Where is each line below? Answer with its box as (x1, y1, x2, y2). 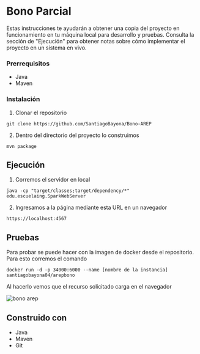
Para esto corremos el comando (6, 255, 87, 262)
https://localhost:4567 (6, 216, 67, 222)
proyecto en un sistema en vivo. (6, 44, 87, 51)
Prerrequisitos (6, 59, 50, 68)
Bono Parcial (6, 4, 72, 18)
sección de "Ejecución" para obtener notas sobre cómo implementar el (6, 37, 185, 45)
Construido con (6, 312, 67, 323)
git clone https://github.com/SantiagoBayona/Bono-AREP (6, 120, 152, 127)
